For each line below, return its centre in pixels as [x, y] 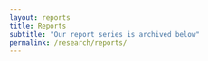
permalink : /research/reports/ [68, 43]
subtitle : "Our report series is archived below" [105, 34]
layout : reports [40, 17]
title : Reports [38, 26]
